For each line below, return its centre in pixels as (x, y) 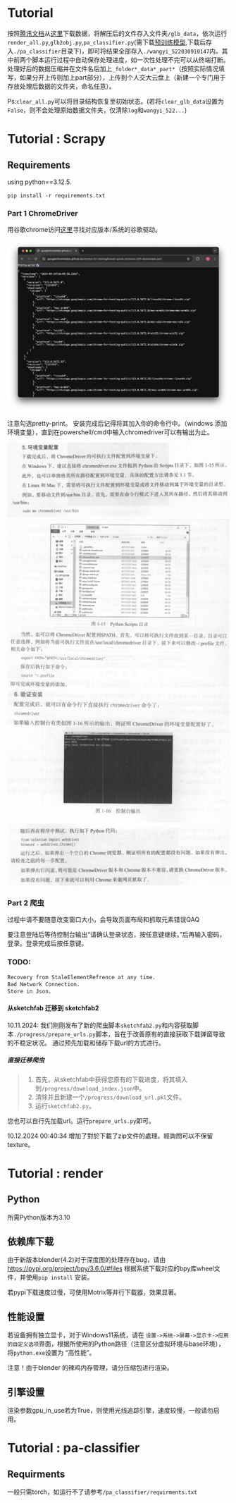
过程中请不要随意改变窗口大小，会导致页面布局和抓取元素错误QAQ (104, 920)
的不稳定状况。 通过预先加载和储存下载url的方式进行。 (86, 1043)
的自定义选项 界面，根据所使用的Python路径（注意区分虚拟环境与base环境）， (116, 1344)
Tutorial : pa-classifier (74, 1448)
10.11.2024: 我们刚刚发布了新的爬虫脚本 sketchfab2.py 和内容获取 (100, 1025)
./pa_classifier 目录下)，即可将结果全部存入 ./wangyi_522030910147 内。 (118, 51)
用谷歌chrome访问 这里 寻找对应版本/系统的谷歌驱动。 (85, 230)
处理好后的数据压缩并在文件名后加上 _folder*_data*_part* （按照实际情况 (113, 68)
